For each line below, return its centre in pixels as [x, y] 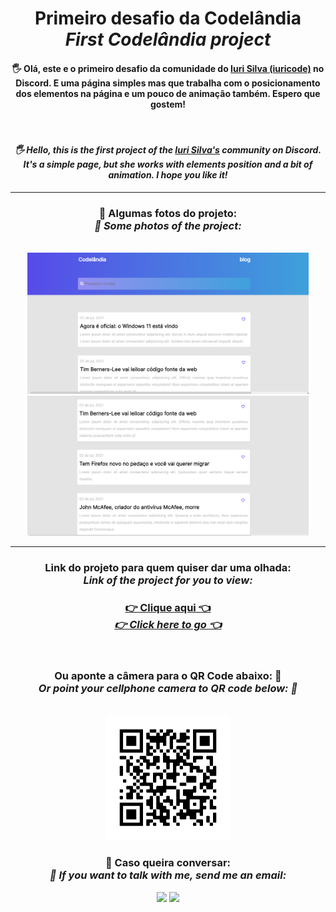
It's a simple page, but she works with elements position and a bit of [168, 164]
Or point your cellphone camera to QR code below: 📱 [168, 689]
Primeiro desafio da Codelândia [168, 18]
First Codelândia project [168, 39]
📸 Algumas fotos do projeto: [168, 213]
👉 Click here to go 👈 [168, 624]
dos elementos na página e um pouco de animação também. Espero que [168, 93]
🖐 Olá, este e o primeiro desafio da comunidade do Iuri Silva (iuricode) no [168, 68]
